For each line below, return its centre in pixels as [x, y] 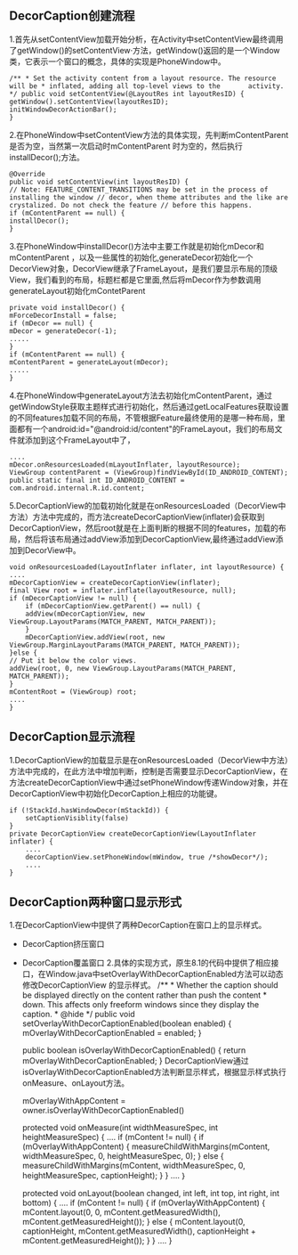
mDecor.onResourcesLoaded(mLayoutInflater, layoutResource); [125, 465]
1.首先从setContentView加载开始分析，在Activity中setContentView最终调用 [146, 39]
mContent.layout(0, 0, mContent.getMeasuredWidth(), [121, 1212]
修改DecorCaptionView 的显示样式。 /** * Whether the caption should [150, 985]
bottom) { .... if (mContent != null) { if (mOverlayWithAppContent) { [144, 1203]
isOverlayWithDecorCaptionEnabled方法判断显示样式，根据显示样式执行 [154, 1072]
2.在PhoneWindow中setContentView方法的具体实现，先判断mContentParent [149, 134]
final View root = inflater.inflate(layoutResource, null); [123, 591]
